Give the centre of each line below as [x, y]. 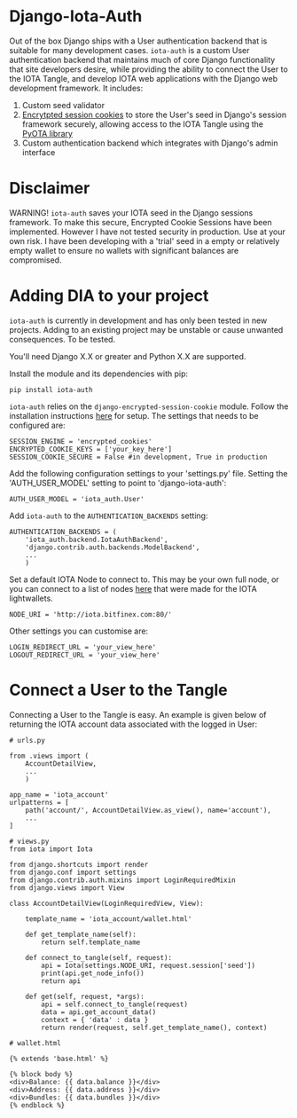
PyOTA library [47, 133]
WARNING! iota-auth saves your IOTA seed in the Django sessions [131, 213]
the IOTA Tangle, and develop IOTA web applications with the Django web [144, 78]
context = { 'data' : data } [95, 1020]
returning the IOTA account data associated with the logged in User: [133, 724]
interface [39, 152]
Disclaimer [50, 189]
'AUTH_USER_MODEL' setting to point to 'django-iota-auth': [118, 483]
